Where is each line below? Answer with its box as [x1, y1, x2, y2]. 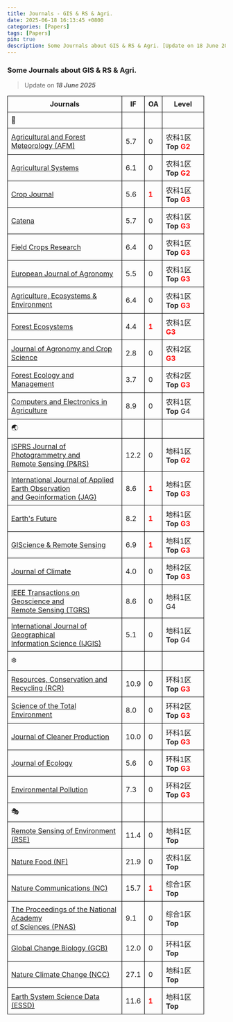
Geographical [11, 630, 55, 639]
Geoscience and [11, 596, 64, 606]
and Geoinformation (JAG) [11, 492, 97, 502]
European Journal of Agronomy [11, 269, 114, 278]
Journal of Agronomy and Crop [11, 344, 112, 354]
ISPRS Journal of [11, 442, 67, 451]
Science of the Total [11, 701, 76, 711]
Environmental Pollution [11, 785, 88, 795]
